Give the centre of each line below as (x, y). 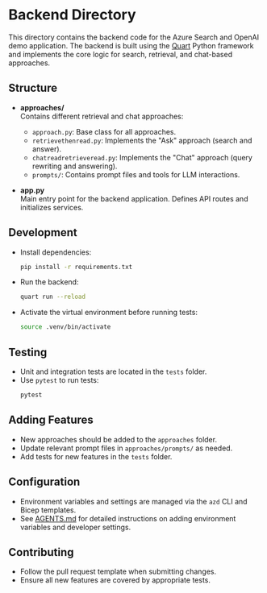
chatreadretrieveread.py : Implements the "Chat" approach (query (142, 157)
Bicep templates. (48, 510)
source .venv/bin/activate (65, 327)
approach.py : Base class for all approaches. (104, 131)
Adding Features (51, 420)
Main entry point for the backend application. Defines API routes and (134, 198)
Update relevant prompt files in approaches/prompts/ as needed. (126, 448)
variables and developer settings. (75, 527)
